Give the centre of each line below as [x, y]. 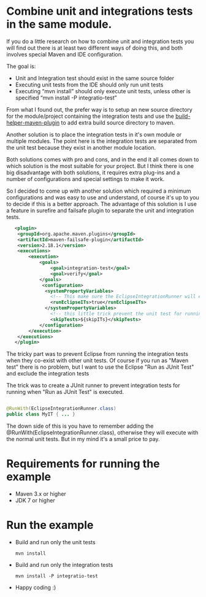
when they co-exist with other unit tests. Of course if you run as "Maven [97, 361]
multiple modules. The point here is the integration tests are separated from [102, 141]
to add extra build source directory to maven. [118, 122]
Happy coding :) [36, 587]
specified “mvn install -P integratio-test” [66, 98]
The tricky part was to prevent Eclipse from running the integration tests [97, 354]
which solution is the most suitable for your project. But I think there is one [100, 166]
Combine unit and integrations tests [100, 11]
